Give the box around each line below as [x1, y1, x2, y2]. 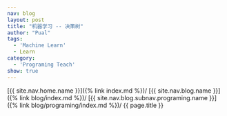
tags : [7, 36, 23, 43]
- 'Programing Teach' [13, 61, 76, 68]
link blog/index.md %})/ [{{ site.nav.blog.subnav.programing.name [19, 93, 208, 102]
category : [7, 55, 36, 62]
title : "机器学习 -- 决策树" [7, 23, 84, 30]
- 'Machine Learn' [13, 42, 67, 49]
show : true [7, 67, 39, 74]
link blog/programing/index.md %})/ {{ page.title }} [19, 101, 164, 109]
